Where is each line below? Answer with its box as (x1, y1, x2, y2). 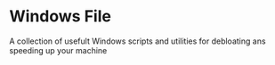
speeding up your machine (9, 45, 108, 55)
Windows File (9, 6, 111, 27)
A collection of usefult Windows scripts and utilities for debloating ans (9, 36, 266, 46)
